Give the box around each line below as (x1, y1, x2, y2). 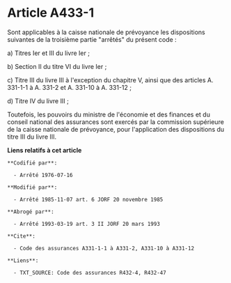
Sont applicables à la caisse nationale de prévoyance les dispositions (7, 28, 205, 36)
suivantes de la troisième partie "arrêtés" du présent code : (7, 35, 177, 43)
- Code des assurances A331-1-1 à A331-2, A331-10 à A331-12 (13, 245, 195, 252)
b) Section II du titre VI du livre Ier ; (7, 62, 107, 70)
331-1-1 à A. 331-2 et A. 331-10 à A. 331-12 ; (7, 83, 132, 91)
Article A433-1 (7, 5, 95, 21)
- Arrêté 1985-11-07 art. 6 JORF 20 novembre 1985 (13, 196, 164, 203)
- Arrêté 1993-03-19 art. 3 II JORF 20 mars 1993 (13, 220, 160, 227)
